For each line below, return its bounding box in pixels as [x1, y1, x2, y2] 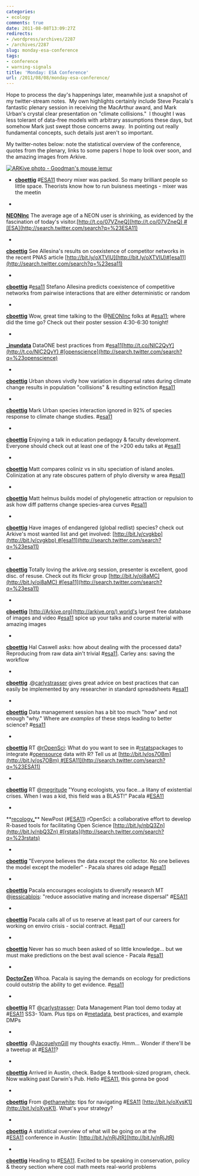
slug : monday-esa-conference [6, 48, 78, 53]
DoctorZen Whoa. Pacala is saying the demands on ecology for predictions [6, 975, 191, 982]
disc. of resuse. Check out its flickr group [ [6, 573, 111, 580]
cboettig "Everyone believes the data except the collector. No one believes [6, 858, 190, 865]
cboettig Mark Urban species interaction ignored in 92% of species [6, 407, 172, 414]
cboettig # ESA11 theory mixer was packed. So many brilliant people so [14, 176, 188, 184]
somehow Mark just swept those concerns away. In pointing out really [6, 123, 179, 130]
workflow [6, 656, 29, 663]
